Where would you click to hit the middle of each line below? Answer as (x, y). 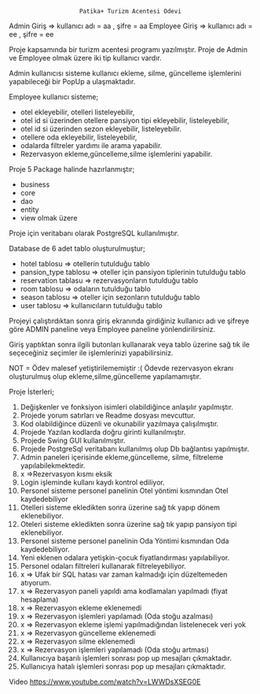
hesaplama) (39, 599)
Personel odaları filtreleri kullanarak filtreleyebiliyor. (103, 566)
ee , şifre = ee (31, 34)
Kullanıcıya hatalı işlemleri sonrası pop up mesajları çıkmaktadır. (123, 666)
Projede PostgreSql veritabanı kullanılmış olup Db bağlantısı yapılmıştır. (135, 449)
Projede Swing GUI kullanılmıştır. (73, 440)
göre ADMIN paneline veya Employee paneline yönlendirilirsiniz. (112, 329)
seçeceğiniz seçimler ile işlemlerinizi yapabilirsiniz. (91, 353)
